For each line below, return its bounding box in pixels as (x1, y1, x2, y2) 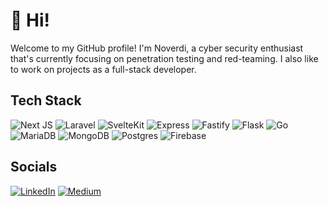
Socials (10, 159, 58, 176)
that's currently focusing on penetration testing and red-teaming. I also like (10, 52, 319, 64)
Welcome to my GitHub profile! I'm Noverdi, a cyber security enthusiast (10, 42, 304, 54)
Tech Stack (10, 92, 82, 109)
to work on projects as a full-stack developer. (10, 63, 197, 75)
